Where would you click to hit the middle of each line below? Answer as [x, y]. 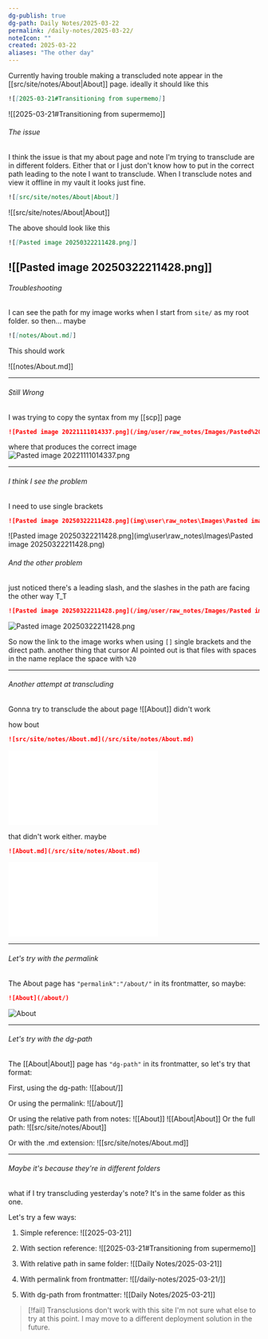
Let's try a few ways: [43, 1217]
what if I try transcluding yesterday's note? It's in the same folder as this [127, 1193]
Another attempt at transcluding [61, 684]
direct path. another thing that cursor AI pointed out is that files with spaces [132, 650]
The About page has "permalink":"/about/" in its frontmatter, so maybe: [127, 983]
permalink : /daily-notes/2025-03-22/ [71, 30]
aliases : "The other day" [51, 53]
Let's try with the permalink [53, 958]
